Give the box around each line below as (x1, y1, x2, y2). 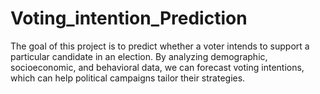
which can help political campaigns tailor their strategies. (10, 72, 246, 84)
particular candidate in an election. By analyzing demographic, (10, 50, 268, 62)
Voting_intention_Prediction (10, 7, 248, 30)
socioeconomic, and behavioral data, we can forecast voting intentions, (10, 61, 305, 73)
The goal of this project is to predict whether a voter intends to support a (10, 40, 310, 52)
